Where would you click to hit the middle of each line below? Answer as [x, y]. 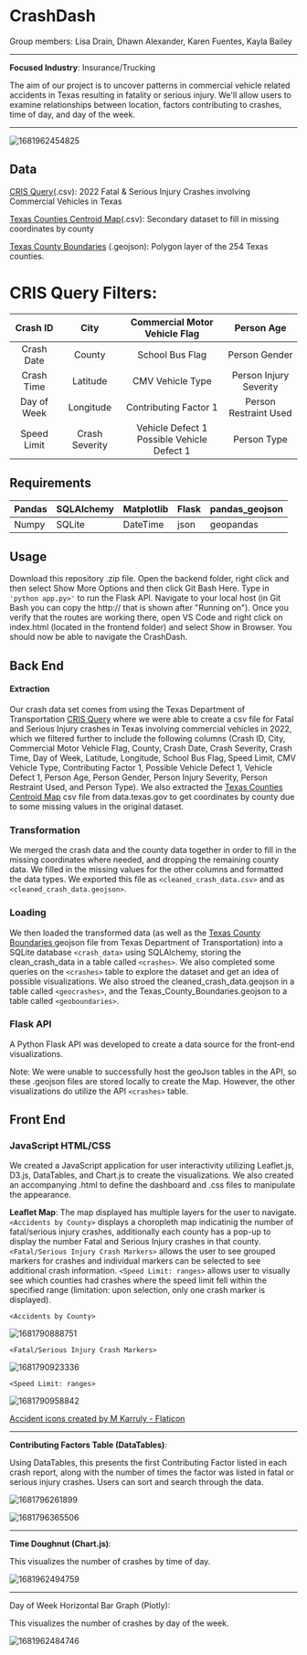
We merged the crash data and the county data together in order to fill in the [153, 850]
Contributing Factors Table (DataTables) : [88, 1445]
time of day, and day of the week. [72, 114]
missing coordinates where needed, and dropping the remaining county [144, 860]
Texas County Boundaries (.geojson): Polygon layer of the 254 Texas [139, 246]
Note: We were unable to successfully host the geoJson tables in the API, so [153, 1072]
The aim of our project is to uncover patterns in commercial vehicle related [150, 85]
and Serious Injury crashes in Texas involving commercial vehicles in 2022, [151, 729]
